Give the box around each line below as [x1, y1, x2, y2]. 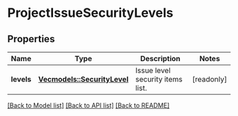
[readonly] [192, 75, 227, 84]
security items [135, 75, 183, 84]
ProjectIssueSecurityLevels [7, 5, 174, 21]
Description [140, 54, 181, 63]
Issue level [135, 65, 171, 75]
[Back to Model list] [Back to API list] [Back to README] [7, 101, 170, 110]
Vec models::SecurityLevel [38, 75, 129, 84]
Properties [7, 33, 55, 45]
